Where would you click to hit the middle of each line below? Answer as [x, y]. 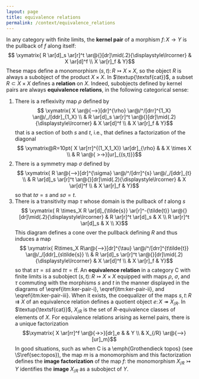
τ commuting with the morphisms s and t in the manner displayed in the [102, 283]
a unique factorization [42, 323]
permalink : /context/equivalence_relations [61, 23]
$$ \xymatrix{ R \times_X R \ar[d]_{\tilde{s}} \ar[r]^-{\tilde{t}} [95, 211]
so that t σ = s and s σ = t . [45, 195]
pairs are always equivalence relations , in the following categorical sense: [97, 90]
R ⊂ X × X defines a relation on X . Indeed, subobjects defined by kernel [94, 83]
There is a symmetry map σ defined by [62, 164]
